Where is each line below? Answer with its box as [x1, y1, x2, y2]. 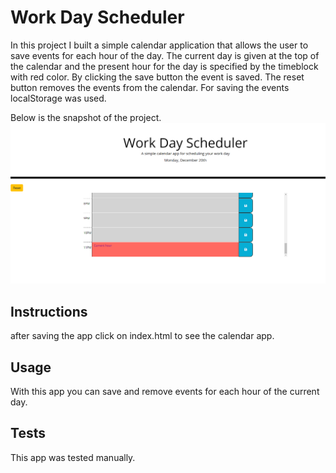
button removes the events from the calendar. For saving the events [10, 81, 290, 93]
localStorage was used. [10, 92, 107, 104]
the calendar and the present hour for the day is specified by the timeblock [10, 60, 319, 72]
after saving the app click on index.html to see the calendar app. [10, 330, 275, 342]
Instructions [10, 303, 88, 320]
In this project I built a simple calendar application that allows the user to [10, 39, 309, 51]
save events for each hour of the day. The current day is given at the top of [10, 49, 320, 61]
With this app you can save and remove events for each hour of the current [10, 385, 320, 397]
